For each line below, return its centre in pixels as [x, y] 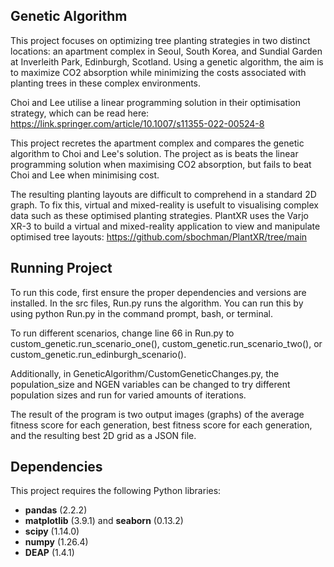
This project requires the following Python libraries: [116, 491]
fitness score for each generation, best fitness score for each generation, [161, 425]
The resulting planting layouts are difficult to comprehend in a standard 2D [163, 194]
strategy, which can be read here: [80, 113]
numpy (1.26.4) [56, 542]
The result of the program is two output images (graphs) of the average [157, 414]
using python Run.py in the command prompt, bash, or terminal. [142, 313]
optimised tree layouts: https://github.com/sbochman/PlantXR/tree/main [159, 236]
